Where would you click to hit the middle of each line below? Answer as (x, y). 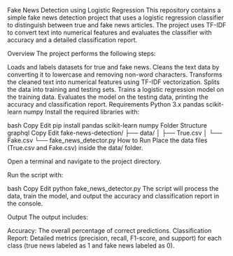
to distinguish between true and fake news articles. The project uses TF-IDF (117, 25)
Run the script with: (35, 175)
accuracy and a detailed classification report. (72, 40)
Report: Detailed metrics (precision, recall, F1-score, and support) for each (115, 238)
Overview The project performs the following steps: (82, 53)
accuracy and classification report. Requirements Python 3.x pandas (106, 104)
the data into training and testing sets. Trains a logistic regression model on (115, 89)
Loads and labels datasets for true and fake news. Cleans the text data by (113, 67)
